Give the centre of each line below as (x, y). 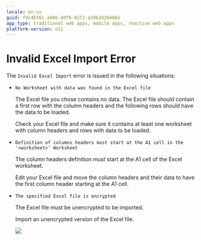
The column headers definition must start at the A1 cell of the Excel (99, 159)
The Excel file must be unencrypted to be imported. (79, 208)
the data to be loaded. (43, 112)
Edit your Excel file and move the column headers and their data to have (105, 177)
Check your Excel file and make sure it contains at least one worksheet (103, 124)
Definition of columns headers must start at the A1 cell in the (99, 143)
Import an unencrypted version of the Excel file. (74, 219)
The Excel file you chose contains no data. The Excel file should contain (105, 99)
